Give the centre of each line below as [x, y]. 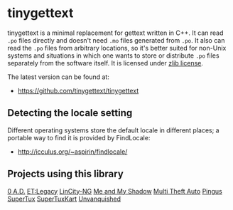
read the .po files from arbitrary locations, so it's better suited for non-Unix [117, 48]
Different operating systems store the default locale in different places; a [113, 130]
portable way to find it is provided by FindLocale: [79, 137]
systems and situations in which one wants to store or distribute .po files [113, 56]
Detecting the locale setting [70, 113]
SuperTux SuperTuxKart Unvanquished [64, 199]
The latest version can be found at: [59, 77]
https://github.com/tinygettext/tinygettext [78, 90]
